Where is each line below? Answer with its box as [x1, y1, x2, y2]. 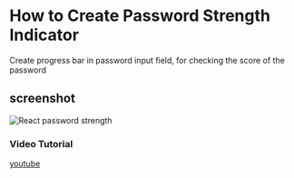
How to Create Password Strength [9, 5, 270, 26]
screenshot [9, 91, 75, 106]
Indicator [9, 25, 80, 45]
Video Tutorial [9, 137, 73, 150]
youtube [9, 158, 41, 169]
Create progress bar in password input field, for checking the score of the [9, 54, 286, 65]
